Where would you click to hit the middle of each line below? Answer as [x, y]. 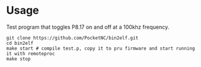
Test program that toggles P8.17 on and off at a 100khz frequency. [88, 27]
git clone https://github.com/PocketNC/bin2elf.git [72, 38]
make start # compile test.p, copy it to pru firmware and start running [101, 48]
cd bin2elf [20, 43]
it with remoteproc [31, 54]
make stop [19, 59]
